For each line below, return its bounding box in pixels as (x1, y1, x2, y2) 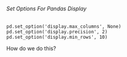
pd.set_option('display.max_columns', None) (6, 24, 122, 30)
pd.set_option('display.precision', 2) (6, 29, 108, 35)
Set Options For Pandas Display (6, 5, 87, 12)
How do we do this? (6, 45, 56, 52)
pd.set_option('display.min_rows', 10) (6, 34, 108, 41)
